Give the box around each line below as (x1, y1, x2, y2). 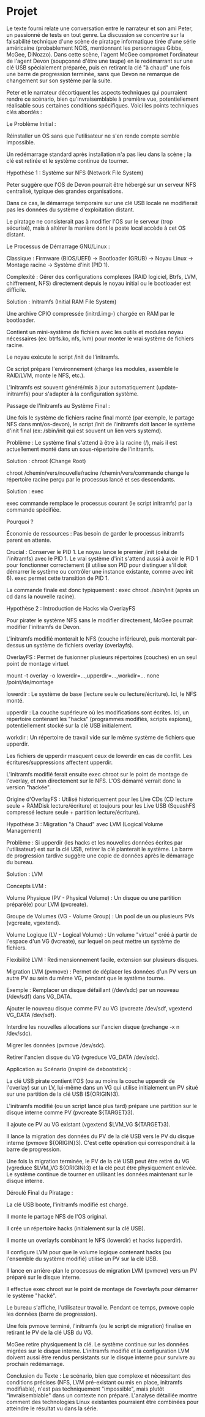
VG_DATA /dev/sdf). (6, 1011, 56, 1018)
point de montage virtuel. (6, 660, 70, 667)
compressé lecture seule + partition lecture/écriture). (6, 808, 140, 816)
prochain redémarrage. (6, 1360, 65, 1367)
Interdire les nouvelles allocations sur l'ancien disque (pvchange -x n (6, 1023, 180, 1030)
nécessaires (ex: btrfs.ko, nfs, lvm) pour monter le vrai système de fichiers (6, 335, 194, 342)
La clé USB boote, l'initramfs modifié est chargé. (6, 1201, 129, 1208)
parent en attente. (6, 536, 51, 544)
